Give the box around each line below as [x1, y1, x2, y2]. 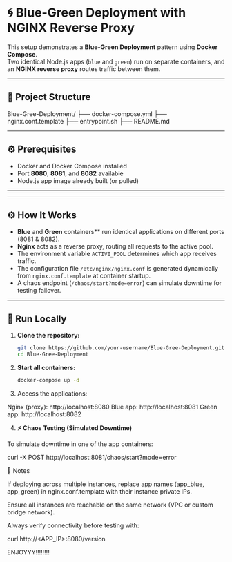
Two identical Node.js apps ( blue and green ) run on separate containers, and [7, 57, 225, 66]
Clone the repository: [17, 331, 80, 340]
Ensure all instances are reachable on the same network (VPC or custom [7, 501, 214, 509]
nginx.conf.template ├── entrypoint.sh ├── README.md [7, 117, 171, 125]
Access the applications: [17, 389, 88, 398]
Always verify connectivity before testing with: [7, 521, 139, 530]
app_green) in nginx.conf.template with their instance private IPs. [7, 487, 192, 495]
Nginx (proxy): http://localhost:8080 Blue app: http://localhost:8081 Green [7, 403, 217, 411]
